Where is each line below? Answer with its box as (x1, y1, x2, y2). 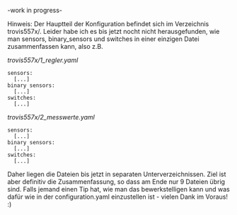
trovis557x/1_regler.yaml (7, 56, 79, 64)
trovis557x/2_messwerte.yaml (7, 113, 96, 121)
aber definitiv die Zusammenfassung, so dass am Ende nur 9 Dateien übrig (7, 178, 225, 186)
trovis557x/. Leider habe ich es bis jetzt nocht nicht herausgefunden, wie (7, 28, 220, 35)
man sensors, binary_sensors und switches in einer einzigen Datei (7, 35, 200, 43)
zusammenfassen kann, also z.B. (7, 42, 104, 50)
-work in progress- (7, 6, 62, 14)
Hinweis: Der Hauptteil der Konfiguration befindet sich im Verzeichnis (7, 20, 209, 28)
